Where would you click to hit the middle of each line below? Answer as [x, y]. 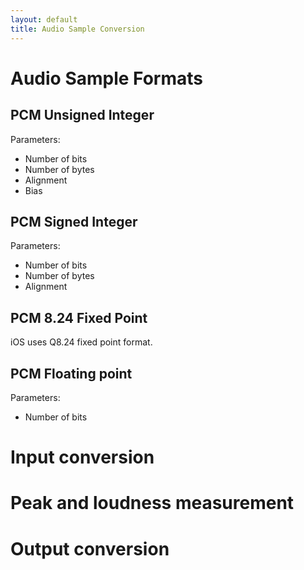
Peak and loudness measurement [152, 503]
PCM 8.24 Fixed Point [79, 317]
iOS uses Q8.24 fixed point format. [81, 342]
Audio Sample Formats [107, 78]
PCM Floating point [71, 373]
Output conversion [90, 548]
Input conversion [82, 457]
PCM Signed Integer [74, 221]
